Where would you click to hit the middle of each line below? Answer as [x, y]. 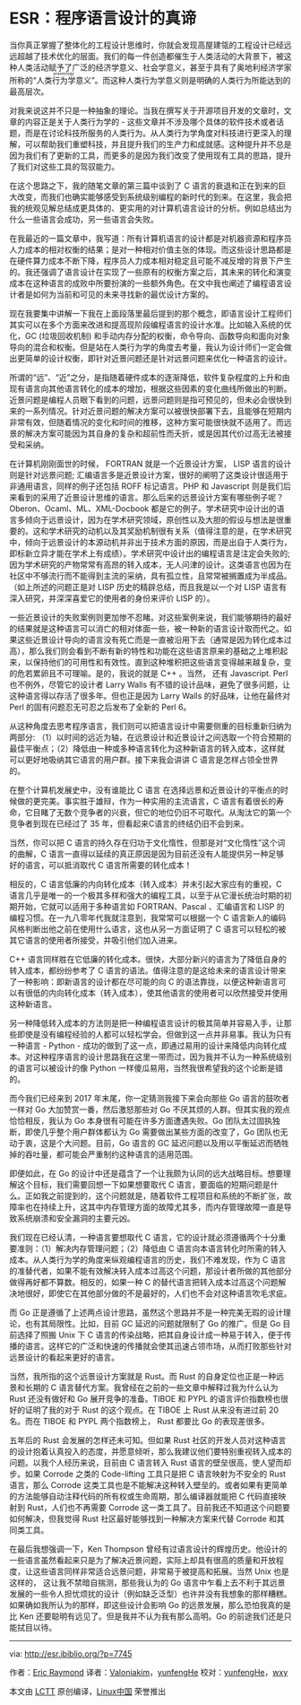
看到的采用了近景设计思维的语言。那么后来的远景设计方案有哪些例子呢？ [150, 497]
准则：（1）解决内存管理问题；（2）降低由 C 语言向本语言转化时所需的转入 [151, 1248]
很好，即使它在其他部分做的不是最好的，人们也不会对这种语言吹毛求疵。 [158, 1293]
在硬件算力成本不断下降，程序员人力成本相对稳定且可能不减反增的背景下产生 [150, 260]
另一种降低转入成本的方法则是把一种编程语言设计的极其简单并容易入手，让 [146, 1022]
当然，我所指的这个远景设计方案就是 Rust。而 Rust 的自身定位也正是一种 [143, 1376]
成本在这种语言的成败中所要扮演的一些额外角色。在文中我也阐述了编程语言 [146, 283]
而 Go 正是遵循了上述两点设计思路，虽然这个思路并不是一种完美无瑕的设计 [146, 1312]
